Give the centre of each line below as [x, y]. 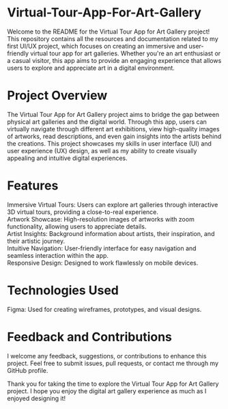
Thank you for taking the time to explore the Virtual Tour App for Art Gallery [113, 384]
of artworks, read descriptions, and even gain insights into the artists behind [114, 136]
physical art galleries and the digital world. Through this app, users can [107, 122]
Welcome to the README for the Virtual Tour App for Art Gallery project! [109, 31]
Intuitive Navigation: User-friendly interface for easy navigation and [102, 248]
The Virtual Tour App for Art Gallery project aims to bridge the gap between [113, 114]
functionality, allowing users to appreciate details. [77, 226]
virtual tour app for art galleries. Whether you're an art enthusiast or [126, 53]
